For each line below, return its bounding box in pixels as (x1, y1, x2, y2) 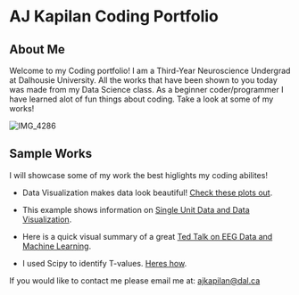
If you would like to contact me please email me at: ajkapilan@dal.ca (9, 275, 261, 286)
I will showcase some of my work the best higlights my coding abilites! (9, 169, 268, 180)
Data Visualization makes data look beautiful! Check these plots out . (21, 187, 273, 198)
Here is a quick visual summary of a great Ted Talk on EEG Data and (21, 231, 273, 242)
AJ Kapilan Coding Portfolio (9, 6, 219, 27)
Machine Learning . (21, 241, 92, 251)
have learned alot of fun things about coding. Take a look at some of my (9, 94, 274, 104)
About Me (9, 42, 65, 57)
